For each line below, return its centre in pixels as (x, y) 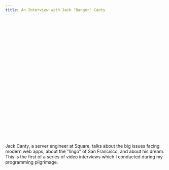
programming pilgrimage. (32, 162)
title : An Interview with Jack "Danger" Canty (55, 10)
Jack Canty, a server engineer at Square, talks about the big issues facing (82, 146)
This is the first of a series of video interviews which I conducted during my (84, 157)
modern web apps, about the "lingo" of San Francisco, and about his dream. (85, 151)
